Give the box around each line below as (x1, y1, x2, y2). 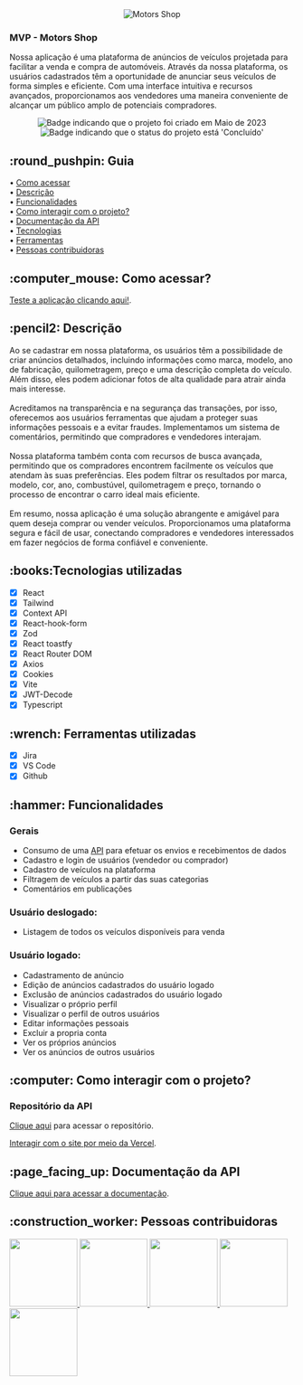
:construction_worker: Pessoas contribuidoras (9, 1214, 279, 1230)
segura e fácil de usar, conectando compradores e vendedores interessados (9, 527, 294, 538)
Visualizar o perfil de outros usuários (22, 1008, 160, 1019)
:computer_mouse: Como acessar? (9, 270, 212, 286)
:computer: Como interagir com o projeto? (9, 1072, 251, 1088)
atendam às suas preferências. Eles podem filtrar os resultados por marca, (9, 469, 288, 480)
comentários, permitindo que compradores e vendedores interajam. (9, 431, 262, 442)
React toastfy (22, 637, 72, 649)
